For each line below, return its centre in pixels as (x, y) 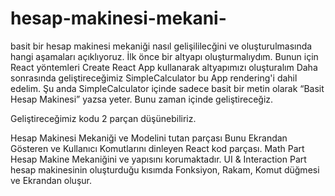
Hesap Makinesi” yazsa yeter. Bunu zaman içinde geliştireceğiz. (142, 99)
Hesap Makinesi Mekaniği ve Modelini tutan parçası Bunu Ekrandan (149, 138)
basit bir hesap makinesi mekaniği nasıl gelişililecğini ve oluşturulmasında (161, 46)
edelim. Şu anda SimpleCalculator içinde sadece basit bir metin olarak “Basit (167, 88)
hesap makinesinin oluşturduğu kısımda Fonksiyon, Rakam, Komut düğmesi (165, 169)
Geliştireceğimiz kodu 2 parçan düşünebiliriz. (103, 118)
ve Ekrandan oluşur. (51, 180)
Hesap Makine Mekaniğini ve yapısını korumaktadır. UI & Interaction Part (158, 159)
